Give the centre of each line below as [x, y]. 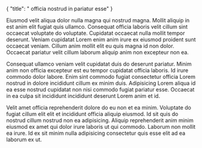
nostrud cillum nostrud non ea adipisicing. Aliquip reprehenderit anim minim [100, 120]
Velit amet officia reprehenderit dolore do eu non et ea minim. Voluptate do [99, 107]
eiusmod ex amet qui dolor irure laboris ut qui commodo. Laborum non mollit [101, 127]
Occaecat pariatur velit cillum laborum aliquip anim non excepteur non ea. [98, 52]
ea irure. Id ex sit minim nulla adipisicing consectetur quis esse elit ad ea [96, 133]
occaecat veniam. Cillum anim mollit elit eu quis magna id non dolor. [90, 46]
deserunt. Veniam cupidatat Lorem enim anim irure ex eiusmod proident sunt [101, 39]
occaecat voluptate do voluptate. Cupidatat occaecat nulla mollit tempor [96, 33]
